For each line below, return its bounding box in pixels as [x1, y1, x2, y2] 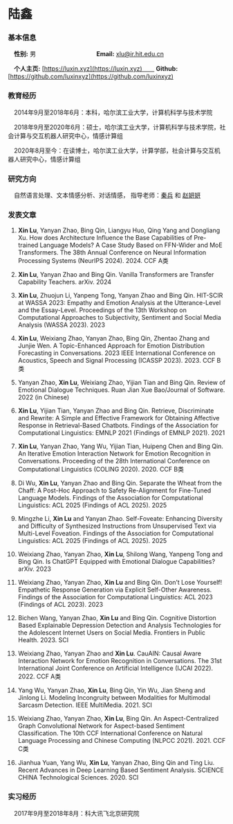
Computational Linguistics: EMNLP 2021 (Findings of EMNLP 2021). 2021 [17, 429, 225, 437]
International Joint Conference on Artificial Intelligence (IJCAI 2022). [17, 664, 214, 673]
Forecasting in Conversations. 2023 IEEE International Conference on [17, 349, 216, 357]
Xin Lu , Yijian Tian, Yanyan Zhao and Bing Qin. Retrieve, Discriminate [17, 406, 214, 415]
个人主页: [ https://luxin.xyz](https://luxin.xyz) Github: [14, 65, 178, 73]
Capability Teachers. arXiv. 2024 [17, 278, 112, 286]
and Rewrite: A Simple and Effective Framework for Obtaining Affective [17, 414, 220, 422]
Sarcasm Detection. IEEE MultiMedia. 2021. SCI [17, 701, 153, 710]
